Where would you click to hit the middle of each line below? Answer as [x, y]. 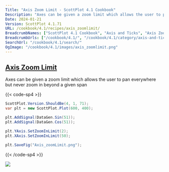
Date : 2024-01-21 [23, 19]
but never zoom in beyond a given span [46, 85]
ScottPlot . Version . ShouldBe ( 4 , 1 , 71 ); [47, 104]
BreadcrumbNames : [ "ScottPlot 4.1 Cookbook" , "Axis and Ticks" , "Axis [81, 33]
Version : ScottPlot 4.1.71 [33, 24]
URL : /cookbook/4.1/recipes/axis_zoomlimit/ [53, 29]
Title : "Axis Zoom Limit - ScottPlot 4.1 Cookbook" [60, 10]
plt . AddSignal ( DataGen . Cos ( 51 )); [40, 122]
